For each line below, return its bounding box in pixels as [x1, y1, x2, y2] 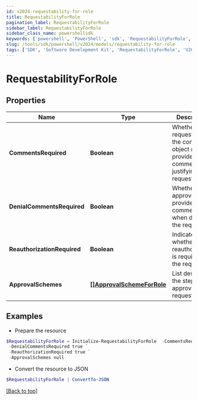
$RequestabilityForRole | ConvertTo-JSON [6, 377, 110, 383]
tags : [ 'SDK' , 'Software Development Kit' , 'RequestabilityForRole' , [6, 47, 181, 53]
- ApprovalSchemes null [8, 355, 65, 361]
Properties [6, 95, 46, 106]
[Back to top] [6, 387, 38, 394]
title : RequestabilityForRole [6, 14, 81, 20]
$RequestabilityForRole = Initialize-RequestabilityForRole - [6, 338, 165, 344]
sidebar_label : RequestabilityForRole [6, 25, 101, 31]
